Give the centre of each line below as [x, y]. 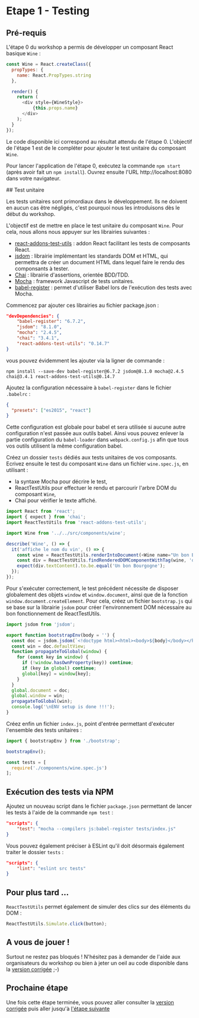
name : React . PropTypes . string [54, 75]
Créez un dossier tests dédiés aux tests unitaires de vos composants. [92, 458]
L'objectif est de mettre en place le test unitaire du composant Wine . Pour [95, 225]
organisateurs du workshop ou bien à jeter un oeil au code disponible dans [97, 963]
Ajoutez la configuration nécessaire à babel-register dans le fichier [89, 388]
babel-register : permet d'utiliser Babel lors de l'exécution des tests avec [103, 287]
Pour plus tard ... [38, 892]
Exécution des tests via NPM [60, 792]
